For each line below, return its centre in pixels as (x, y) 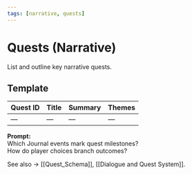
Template (28, 88)
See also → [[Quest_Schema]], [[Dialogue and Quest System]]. (96, 164)
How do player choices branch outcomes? (67, 151)
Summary (85, 107)
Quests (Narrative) (61, 47)
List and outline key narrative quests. (60, 67)
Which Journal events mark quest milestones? (73, 144)
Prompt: (19, 136)
